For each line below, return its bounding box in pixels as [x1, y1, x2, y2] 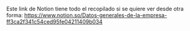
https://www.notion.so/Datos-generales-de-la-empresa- [24, 12, 167, 19]
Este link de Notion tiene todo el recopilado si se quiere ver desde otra [6, 5, 184, 12]
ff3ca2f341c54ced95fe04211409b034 [6, 18, 103, 25]
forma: [6, 12, 23, 19]
